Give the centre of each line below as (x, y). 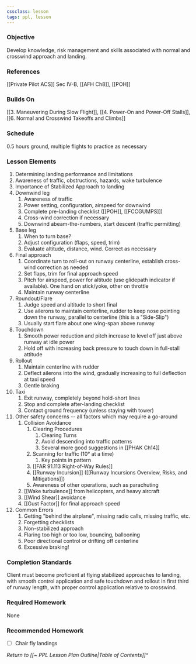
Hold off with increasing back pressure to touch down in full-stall (102, 348)
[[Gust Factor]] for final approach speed (72, 503)
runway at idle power (49, 342)
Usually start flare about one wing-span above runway (89, 323)
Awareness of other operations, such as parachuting (96, 485)
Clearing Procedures (57, 429)
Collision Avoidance (48, 422)
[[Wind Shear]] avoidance (55, 497)
